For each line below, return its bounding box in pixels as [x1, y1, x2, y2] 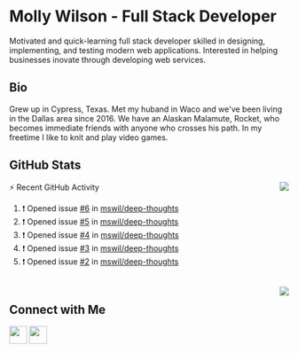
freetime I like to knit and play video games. [9, 131, 169, 143]
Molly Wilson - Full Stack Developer [9, 6, 277, 27]
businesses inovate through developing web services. [9, 54, 207, 65]
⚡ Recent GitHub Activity [9, 182, 100, 192]
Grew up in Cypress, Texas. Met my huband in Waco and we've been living [9, 104, 283, 114]
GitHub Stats [9, 158, 82, 173]
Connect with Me [9, 302, 106, 317]
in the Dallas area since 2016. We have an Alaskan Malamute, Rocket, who [9, 113, 280, 123]
